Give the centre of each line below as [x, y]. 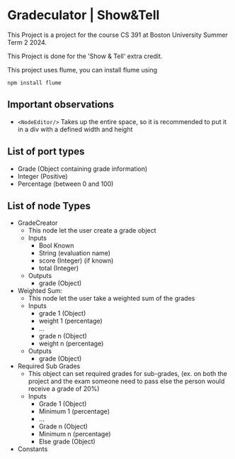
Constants [33, 449]
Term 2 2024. [27, 42]
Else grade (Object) [67, 442]
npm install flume [34, 83]
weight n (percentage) [71, 343]
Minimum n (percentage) [75, 434]
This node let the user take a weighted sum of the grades [111, 299]
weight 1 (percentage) [70, 321]
